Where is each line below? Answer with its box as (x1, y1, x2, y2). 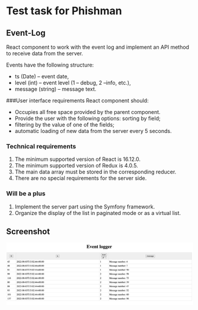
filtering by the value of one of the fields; (14, 121, 114, 128)
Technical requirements (6, 142, 76, 150)
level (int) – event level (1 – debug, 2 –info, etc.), (14, 79, 132, 86)
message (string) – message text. (14, 86, 97, 93)
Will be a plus (6, 189, 46, 198)
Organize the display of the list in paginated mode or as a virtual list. (14, 209, 181, 216)
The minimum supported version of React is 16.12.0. (14, 156, 141, 163)
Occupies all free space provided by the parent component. (14, 109, 161, 115)
